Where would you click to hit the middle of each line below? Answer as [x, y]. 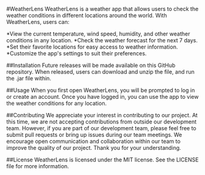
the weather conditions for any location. [57, 103]
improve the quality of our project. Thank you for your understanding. [94, 148]
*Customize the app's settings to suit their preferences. [76, 53]
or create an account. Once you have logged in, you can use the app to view [102, 97]
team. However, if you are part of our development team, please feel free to [102, 128]
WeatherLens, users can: [38, 22]
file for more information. [38, 166]
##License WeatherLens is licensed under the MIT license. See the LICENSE [102, 160]
